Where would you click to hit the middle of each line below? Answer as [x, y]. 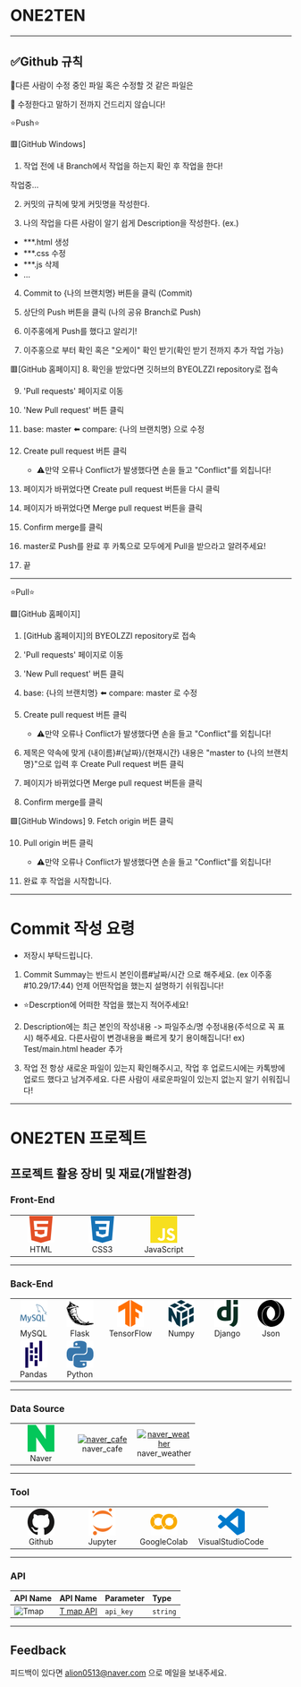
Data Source [38, 1408]
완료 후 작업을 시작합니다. [67, 881]
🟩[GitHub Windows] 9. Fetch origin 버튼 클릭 [92, 821]
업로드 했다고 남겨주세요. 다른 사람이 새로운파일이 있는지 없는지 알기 [141, 1079]
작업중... [25, 185]
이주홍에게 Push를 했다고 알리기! [80, 331]
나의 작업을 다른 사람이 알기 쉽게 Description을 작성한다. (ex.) [131, 223]
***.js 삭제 [41, 264]
